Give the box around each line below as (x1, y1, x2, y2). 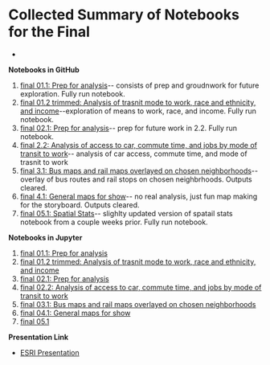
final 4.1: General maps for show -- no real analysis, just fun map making (19, 191, 258, 201)
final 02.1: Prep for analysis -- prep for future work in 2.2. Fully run (19, 123, 238, 133)
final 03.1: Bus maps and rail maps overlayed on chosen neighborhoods (19, 299, 256, 309)
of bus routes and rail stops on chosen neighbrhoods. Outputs (47, 174, 253, 184)
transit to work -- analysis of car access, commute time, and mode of (19, 149, 247, 158)
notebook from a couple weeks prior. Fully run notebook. (19, 217, 208, 227)
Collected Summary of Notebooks (8, 6, 239, 24)
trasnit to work (19, 157, 68, 166)
